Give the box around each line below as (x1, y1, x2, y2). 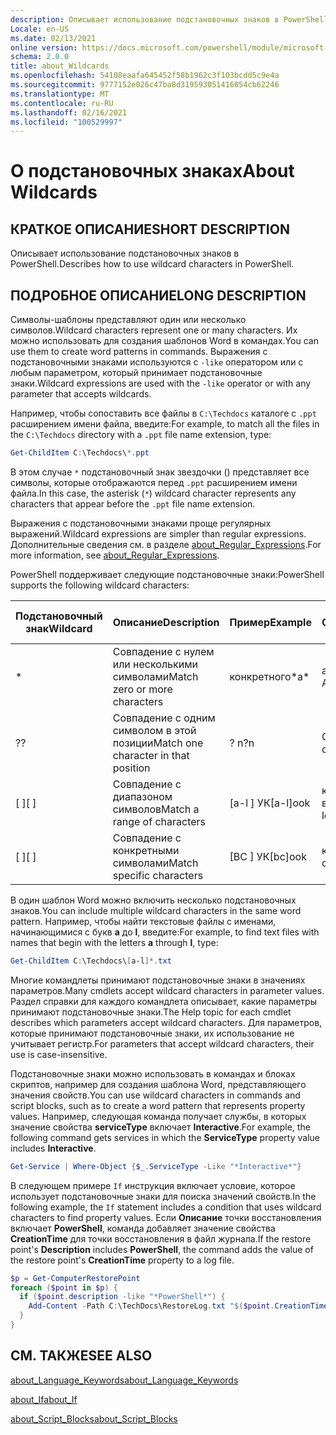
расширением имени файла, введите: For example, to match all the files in (10, 418, 320, 430)
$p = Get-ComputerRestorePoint (10, 1273, 141, 1283)
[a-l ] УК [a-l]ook (229, 796, 311, 810)
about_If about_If (10, 1393, 78, 1405)
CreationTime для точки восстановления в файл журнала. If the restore (10, 1232, 312, 1245)
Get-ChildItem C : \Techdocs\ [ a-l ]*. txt (10, 956, 172, 966)
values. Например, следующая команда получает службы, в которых (10, 1110, 307, 1122)
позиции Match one (112, 736, 204, 750)
